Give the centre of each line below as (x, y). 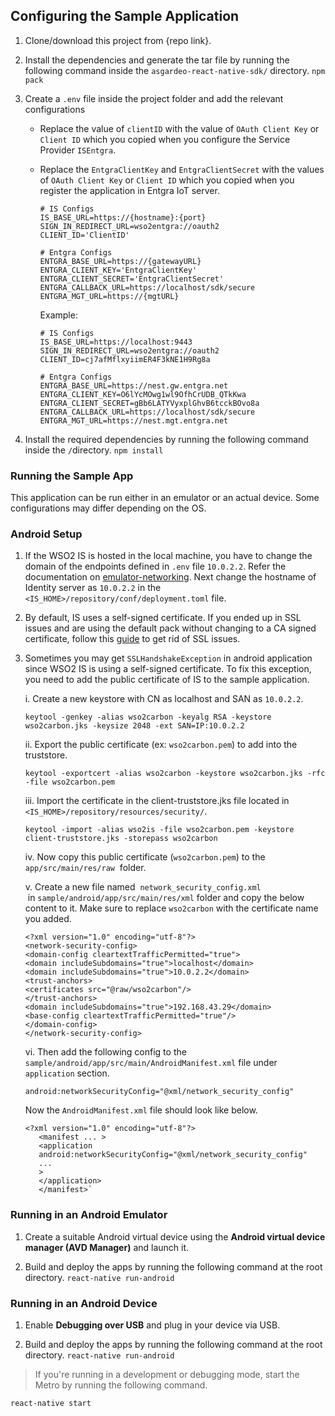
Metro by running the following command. (121, 1385)
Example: (58, 315)
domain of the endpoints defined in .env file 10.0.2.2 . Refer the (155, 566)
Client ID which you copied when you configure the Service (165, 139)
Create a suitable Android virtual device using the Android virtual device (175, 1236)
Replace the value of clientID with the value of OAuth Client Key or (179, 128)
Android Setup (46, 534)
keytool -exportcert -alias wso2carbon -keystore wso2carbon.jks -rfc (175, 774)
